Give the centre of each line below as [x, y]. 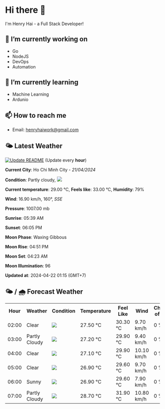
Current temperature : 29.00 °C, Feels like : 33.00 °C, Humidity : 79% [75, 190]
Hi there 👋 [25, 10]
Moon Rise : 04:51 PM [27, 247]
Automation [24, 67]
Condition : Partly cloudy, [30, 180]
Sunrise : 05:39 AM [25, 218]
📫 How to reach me [36, 115]
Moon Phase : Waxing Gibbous [36, 237]
